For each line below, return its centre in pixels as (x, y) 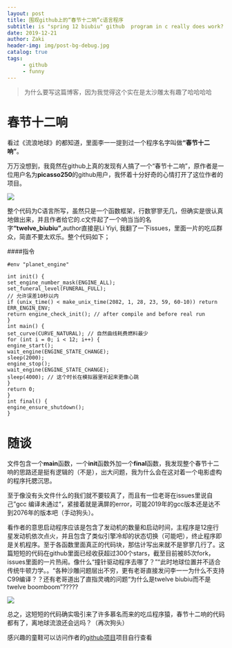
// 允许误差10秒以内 (33, 296)
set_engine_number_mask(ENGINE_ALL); (61, 283)
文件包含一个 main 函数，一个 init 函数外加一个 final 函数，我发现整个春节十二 (113, 464)
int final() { (28, 401)
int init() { (26, 277)
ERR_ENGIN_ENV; (29, 308)
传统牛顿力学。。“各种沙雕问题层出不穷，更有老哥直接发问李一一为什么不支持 (116, 571)
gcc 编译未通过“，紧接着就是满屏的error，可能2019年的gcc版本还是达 (115, 504)
